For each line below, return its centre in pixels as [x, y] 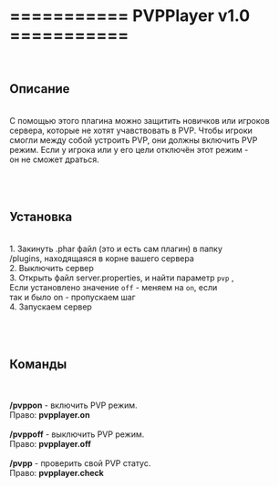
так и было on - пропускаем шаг [72, 297]
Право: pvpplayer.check [57, 473]
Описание [40, 89]
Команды [38, 364]
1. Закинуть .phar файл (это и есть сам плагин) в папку [116, 249]
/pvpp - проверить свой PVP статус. [80, 463]
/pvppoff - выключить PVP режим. [77, 434]
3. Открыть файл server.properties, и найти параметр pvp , [122, 278]
